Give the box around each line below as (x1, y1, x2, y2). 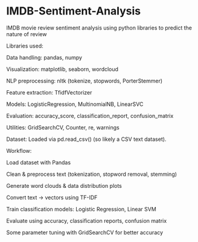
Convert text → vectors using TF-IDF (6, 194, 98, 201)
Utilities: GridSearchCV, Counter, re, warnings (6, 123, 120, 131)
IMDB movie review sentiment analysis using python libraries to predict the (6, 24, 192, 31)
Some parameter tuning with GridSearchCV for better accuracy (6, 229, 164, 236)
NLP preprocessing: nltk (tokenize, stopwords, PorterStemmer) (6, 77, 163, 84)
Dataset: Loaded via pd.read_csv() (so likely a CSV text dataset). (6, 135, 167, 143)
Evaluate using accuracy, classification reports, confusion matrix (6, 217, 167, 224)
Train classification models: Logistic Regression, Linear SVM (6, 205, 157, 213)
